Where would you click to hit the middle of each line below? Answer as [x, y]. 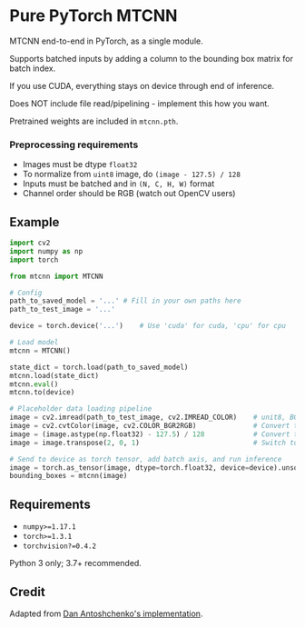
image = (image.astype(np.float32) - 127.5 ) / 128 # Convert [150, 434]
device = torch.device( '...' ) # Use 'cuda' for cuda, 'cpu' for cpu [148, 326]
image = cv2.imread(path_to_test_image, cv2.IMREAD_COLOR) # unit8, [148, 418]
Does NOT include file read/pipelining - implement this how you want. [139, 103]
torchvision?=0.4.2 [59, 546]
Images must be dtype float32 [80, 164]
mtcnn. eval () [34, 384]
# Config [26, 293]
